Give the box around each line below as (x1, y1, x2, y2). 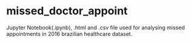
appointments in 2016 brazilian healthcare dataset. (6, 30, 133, 37)
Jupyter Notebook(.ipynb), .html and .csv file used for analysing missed (6, 24, 185, 31)
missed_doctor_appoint (6, 4, 128, 18)
